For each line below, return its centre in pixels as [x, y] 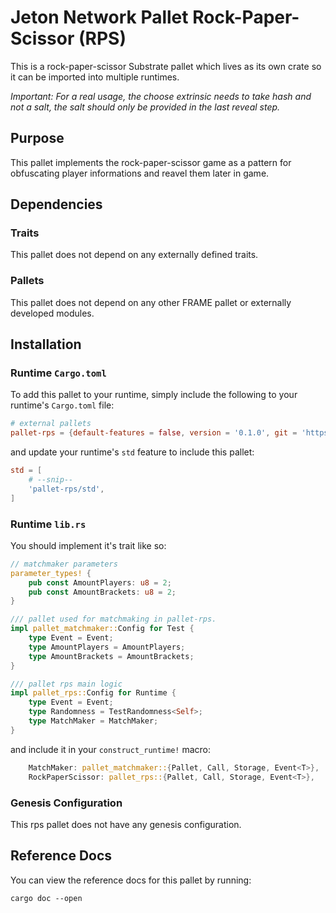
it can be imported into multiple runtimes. [95, 77]
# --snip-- [51, 480]
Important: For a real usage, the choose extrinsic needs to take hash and [161, 96]
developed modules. [52, 313]
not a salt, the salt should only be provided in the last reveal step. [145, 107]
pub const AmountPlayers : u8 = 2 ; [100, 582]
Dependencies [56, 204]
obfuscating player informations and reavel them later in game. [140, 173]
